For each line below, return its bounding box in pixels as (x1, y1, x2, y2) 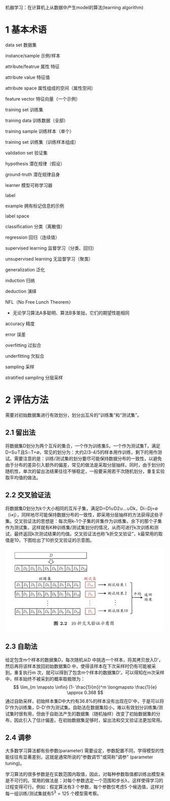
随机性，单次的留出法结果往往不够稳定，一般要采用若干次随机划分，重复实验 (5, 468, 165, 474)
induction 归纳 (5, 277, 35, 283)
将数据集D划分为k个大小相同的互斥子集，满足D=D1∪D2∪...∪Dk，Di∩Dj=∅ (5, 505, 158, 511)
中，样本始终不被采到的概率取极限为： (5, 676, 85, 682)
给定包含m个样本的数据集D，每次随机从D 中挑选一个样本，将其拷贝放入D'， (5, 657, 163, 663)
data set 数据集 (5, 42, 37, 48)
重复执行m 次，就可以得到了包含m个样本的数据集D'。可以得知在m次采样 (14, 669, 165, 676)
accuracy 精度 (5, 321, 35, 327)
